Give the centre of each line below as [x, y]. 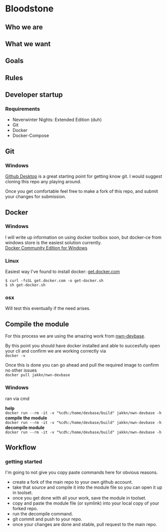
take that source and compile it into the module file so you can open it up [87, 487]
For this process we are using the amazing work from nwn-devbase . [75, 336]
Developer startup [34, 95]
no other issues [21, 370]
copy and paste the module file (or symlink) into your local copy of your [86, 503]
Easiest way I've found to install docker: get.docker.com [63, 271]
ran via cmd [17, 399]
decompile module [25, 427]
